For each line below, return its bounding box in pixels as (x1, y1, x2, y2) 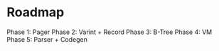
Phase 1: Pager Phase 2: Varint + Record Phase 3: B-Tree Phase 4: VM (6, 28, 213, 36)
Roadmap (6, 4, 65, 21)
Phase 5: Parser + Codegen (6, 35, 88, 43)
